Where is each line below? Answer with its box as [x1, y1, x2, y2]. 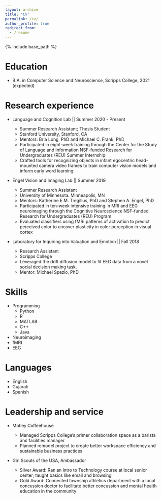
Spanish [12, 389, 29, 395]
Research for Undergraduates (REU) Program [19, 213, 112, 219]
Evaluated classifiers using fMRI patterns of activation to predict [19, 218, 150, 224]
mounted [19, 163, 38, 168]
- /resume [9, 30, 30, 35]
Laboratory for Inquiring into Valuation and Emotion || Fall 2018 [12, 238, 139, 245]
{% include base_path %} [5, 44, 57, 49]
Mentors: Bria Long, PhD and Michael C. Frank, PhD [19, 136, 125, 142]
